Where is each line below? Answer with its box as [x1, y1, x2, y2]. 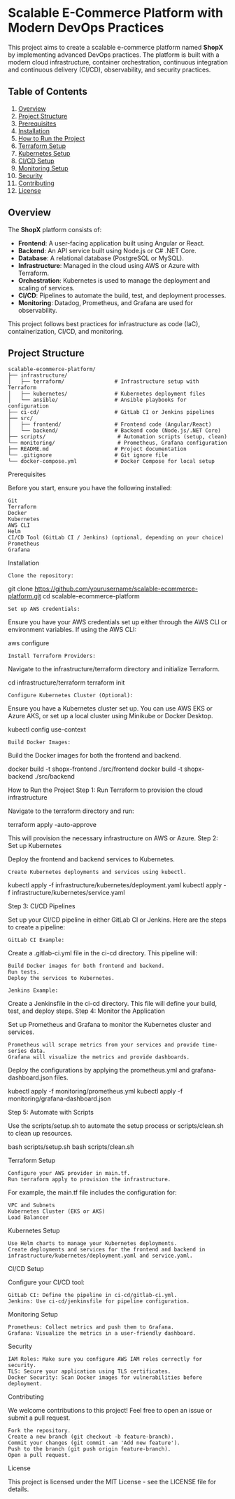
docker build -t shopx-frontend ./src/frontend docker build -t [8, 765, 183, 773]
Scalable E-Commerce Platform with [8, 5, 223, 21]
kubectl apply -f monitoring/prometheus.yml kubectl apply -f [8, 1087, 183, 1096]
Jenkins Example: [8, 987, 59, 994]
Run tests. [8, 969, 40, 976]
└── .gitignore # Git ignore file [8, 452, 169, 459]
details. [8, 1485, 29, 1493]
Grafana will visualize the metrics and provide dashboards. [8, 1054, 190, 1061]
